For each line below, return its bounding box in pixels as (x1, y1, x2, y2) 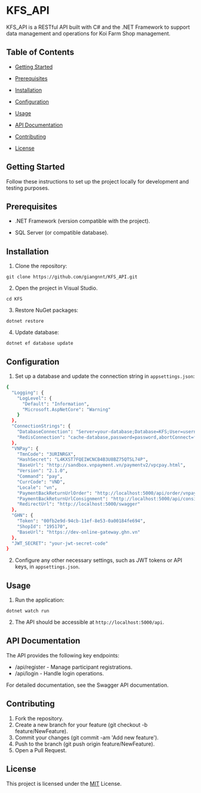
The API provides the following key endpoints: (6, 651, 120, 659)
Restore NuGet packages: (14, 307, 79, 314)
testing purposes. (6, 184, 50, 191)
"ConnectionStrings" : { (11, 423, 71, 429)
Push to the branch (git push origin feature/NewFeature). (14, 740, 155, 747)
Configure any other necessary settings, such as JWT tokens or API (14, 557, 182, 564)
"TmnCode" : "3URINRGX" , (17, 451, 77, 457)
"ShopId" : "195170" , (17, 523, 68, 530)
